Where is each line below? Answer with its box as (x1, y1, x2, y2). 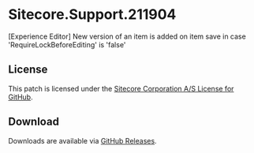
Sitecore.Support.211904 (8, 6, 177, 24)
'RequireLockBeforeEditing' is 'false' (8, 39, 126, 49)
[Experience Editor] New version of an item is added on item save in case (8, 32, 246, 41)
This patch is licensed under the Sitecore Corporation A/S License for (8, 84, 234, 93)
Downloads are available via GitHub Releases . (8, 136, 157, 145)
